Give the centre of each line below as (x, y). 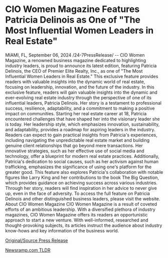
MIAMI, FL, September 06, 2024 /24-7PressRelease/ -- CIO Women (75, 55)
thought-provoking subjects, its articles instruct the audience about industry (84, 225)
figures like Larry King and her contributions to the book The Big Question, (82, 177)
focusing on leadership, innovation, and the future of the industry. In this (80, 87)
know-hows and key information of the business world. (62, 230)
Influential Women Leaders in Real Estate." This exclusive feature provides (82, 76)
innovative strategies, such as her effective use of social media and (75, 151)
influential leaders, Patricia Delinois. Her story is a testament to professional (83, 103)
